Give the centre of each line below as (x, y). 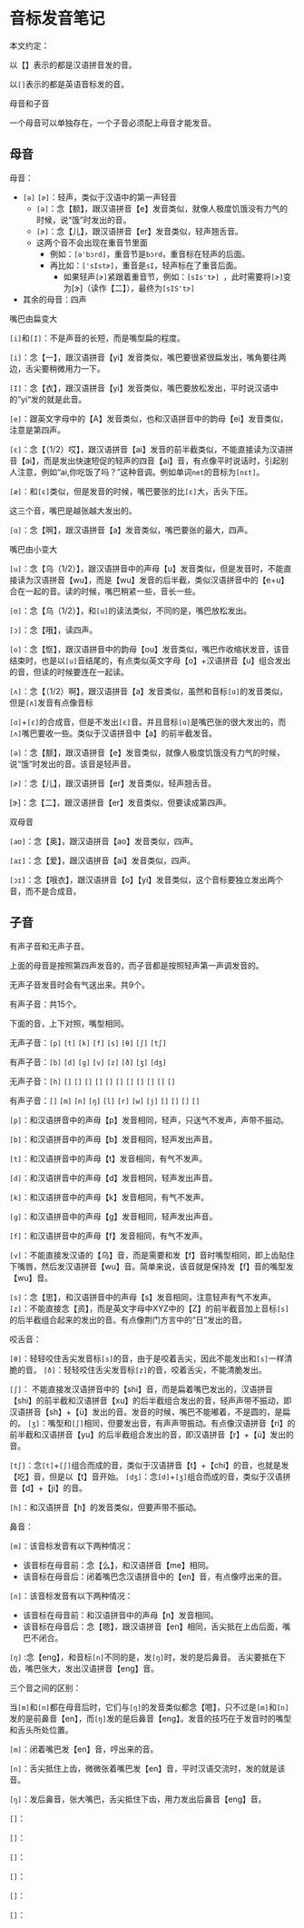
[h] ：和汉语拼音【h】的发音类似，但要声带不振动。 (105, 1507)
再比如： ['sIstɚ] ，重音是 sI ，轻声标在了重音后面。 (146, 265)
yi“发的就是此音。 (54, 399)
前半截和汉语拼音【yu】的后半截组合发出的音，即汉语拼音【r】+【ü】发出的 (152, 1434)
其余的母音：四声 (54, 299)
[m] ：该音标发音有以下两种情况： (71, 1545)
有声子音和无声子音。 (49, 946)
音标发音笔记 (58, 19)
